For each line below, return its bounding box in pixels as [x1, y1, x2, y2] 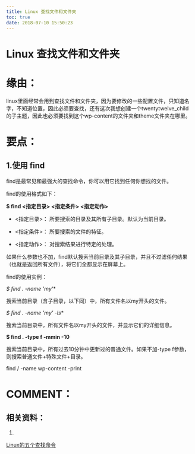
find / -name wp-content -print [6, 364, 82, 372]
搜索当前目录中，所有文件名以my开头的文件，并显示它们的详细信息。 [6, 321, 175, 328]
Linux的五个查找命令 [6, 441, 56, 448]
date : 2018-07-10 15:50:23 [6, 20, 73, 26]
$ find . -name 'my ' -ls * [6, 309, 64, 316]
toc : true [6, 14, 31, 20]
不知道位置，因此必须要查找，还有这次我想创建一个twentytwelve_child [16, 104, 189, 112]
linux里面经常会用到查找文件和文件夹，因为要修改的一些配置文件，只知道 [6, 97, 184, 104]
